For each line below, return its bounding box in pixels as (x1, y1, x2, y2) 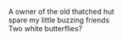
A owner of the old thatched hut (8, 7, 115, 16)
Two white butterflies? (8, 24, 83, 33)
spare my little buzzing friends (8, 15, 110, 25)
